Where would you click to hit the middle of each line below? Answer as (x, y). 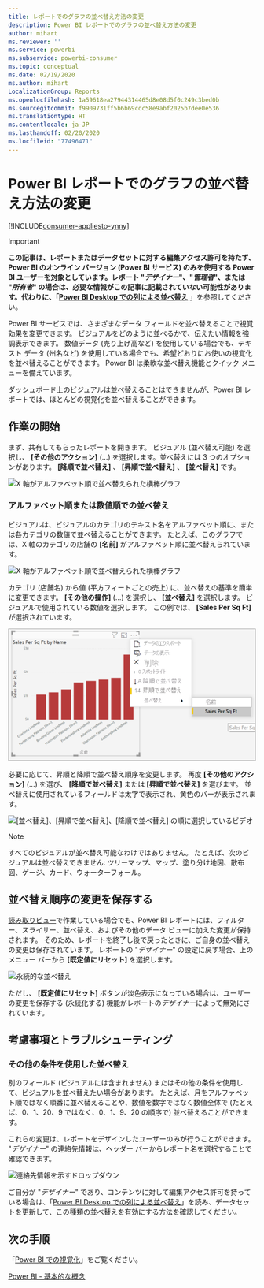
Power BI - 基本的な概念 (47, 1276)
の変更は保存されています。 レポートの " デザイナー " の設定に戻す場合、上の (131, 949)
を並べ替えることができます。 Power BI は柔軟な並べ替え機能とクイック (124, 363)
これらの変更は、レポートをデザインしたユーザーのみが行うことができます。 (132, 1139)
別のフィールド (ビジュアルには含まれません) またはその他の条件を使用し (126, 1083)
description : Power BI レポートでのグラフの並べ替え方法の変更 (103, 25)
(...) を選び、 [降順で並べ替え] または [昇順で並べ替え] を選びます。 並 (139, 784)
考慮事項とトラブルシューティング (90, 1040)
